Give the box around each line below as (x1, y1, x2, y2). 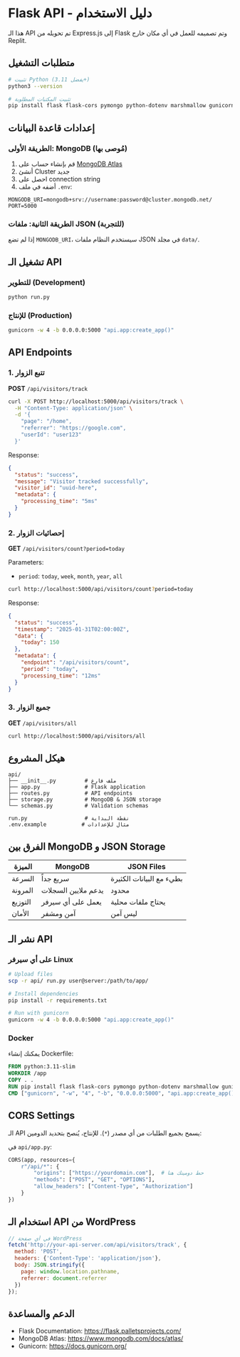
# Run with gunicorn (8, 1010, 70, 1017)
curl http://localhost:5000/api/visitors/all (8, 732, 145, 740)
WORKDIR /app (8, 1070, 47, 1077)
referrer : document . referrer (21, 1274, 108, 1282)
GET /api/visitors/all (8, 718, 77, 727)
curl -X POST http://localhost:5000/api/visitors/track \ (8, 398, 184, 405)
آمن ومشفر (41, 909, 76, 919)
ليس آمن (110, 909, 137, 919)
